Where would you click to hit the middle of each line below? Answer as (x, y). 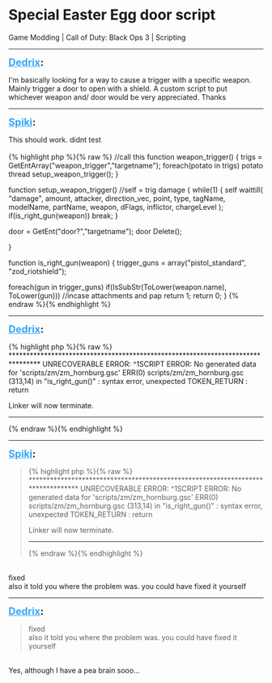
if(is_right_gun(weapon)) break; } (64, 216)
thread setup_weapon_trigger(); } (64, 174)
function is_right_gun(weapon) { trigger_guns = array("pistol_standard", (127, 263)
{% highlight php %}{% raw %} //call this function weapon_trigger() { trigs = (136, 156)
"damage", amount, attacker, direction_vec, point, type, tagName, (117, 198)
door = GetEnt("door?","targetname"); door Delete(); (95, 231)
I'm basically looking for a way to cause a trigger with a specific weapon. (130, 79)
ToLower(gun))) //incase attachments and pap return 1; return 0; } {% (124, 295)
